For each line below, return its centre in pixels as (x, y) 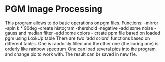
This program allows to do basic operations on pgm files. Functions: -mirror (82, 23)
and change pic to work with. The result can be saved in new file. (71, 54)
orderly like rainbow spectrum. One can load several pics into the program (81, 49)
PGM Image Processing (54, 9)
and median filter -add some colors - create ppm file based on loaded (89, 33)
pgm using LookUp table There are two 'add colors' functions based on (78, 38)
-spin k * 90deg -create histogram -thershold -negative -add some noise (79, 28)
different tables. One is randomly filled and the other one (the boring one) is (82, 43)
